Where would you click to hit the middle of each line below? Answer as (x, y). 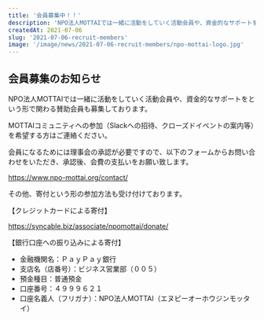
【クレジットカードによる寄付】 (60, 210)
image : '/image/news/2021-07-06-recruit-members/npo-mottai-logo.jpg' (126, 45)
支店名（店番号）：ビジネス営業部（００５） (90, 269)
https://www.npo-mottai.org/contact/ (68, 177)
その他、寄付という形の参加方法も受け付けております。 (97, 193)
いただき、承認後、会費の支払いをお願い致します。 (111, 161)
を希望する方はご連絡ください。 (60, 135)
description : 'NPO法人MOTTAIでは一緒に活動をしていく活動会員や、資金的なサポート (130, 23)
